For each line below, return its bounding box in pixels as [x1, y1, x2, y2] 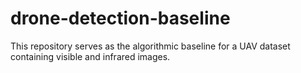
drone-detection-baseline [10, 7, 231, 30]
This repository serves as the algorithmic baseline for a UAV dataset [10, 40, 291, 52]
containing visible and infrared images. [10, 50, 171, 62]
